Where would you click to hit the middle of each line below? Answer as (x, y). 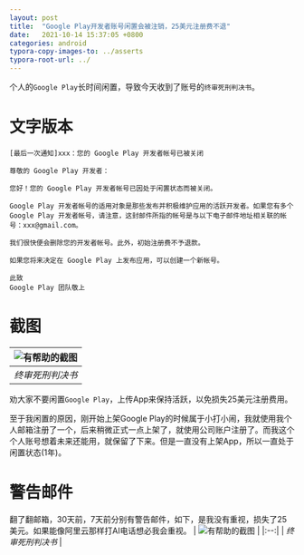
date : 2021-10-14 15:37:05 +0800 (76, 34)
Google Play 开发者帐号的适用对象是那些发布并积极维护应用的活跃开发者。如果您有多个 (152, 206)
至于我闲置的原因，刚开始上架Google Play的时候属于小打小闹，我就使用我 (147, 418)
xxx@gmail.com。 (52, 225)
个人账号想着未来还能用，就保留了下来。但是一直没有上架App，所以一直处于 (152, 441)
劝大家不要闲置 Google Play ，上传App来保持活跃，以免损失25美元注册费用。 (151, 399)
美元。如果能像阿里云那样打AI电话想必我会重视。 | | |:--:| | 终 (152, 531)
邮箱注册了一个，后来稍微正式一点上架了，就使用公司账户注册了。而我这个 (156, 429)
